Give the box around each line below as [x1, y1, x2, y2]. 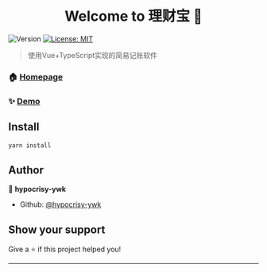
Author [8, 163, 44, 177]
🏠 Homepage [8, 71, 64, 82]
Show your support [8, 223, 106, 236]
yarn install [8, 141, 52, 150]
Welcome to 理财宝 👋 [64, 7, 203, 25]
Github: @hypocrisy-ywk [19, 200, 102, 209]
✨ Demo [8, 95, 41, 107]
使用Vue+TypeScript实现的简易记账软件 [27, 50, 157, 60]
